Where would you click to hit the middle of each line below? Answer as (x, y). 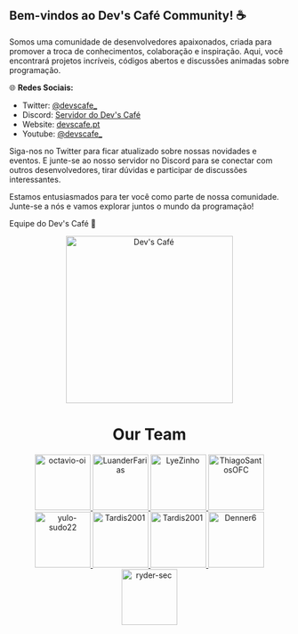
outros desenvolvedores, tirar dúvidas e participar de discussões (128, 169)
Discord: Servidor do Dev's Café (81, 114)
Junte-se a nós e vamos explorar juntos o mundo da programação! (132, 206)
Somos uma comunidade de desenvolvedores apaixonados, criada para (141, 41)
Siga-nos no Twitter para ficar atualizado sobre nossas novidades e (133, 151)
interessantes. (35, 179)
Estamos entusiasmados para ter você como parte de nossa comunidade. (144, 196)
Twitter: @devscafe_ (60, 105)
